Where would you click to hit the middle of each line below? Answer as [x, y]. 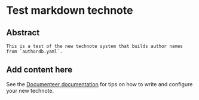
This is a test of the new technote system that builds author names [95, 46]
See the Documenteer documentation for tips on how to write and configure [99, 84]
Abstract [23, 33]
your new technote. [30, 90]
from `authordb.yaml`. [34, 51]
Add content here [39, 70]
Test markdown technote [70, 10]
